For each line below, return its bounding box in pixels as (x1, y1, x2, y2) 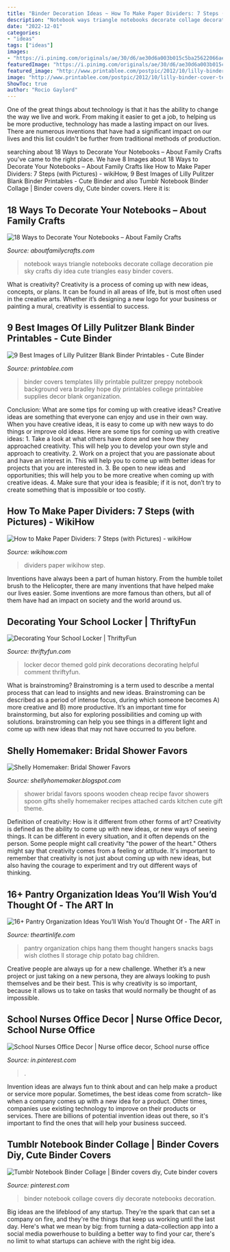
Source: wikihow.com (7, 547, 68, 556)
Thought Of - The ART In (7, 899, 114, 911)
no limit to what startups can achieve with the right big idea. (7, 1236, 176, 1245)
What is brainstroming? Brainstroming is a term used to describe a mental (7, 681, 214, 689)
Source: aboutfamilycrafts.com (7, 246, 94, 255)
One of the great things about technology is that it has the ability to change (7, 106, 219, 114)
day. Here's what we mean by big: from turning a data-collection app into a (7, 1222, 219, 1230)
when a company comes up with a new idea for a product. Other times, (7, 1097, 207, 1105)
